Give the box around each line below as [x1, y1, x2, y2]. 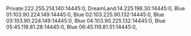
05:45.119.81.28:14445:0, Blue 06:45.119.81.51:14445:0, [6, 23, 138, 30]
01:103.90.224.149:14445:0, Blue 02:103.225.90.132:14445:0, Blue [6, 11, 165, 18]
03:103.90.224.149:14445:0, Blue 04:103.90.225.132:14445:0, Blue [6, 17, 166, 24]
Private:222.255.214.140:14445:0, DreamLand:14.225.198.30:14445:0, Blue [6, 5, 186, 12]
